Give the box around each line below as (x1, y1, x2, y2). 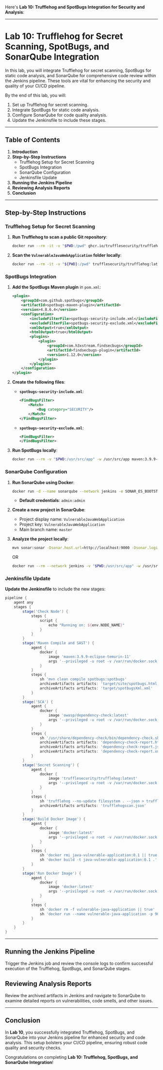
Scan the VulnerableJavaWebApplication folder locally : (12, 252, 122, 258)
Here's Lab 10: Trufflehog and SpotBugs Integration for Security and (5, 4, 145, 10)
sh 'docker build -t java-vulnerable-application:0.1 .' (39, 857, 158, 862)
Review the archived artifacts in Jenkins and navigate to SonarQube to (5, 992, 146, 998)
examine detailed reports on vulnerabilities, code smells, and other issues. (5, 998, 153, 1003)
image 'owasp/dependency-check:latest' (48, 713, 130, 718)
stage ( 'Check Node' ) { (22, 609, 68, 614)
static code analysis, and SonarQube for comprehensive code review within (5, 72, 156, 78)
